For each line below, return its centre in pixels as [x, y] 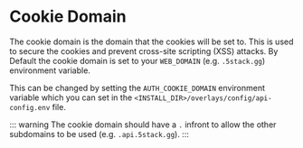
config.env [30, 107]
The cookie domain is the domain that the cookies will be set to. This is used [151, 42]
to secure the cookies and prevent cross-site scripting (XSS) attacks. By [144, 51]
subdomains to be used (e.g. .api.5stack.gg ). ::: [99, 134]
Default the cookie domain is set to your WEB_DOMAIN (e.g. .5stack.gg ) [137, 60]
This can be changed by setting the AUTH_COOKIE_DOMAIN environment [137, 88]
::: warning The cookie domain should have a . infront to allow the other [143, 125]
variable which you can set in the [71, 97]
